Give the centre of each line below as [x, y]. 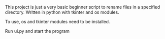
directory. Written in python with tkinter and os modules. [62, 12]
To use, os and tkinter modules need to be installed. [58, 22]
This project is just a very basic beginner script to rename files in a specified [82, 7]
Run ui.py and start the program [37, 31]
